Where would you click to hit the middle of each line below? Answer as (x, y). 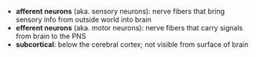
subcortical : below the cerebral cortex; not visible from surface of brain (132, 45)
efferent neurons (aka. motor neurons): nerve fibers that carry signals (129, 28)
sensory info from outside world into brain (83, 20)
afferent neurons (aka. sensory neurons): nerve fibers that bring (120, 11)
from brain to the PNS (51, 36)
